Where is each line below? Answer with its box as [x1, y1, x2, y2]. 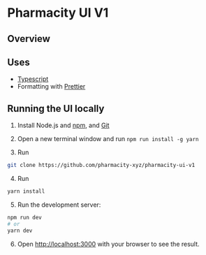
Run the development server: [17, 201, 101, 209]
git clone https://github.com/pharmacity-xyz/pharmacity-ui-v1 [7, 162, 196, 169]
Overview [7, 33, 51, 45]
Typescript [17, 75, 49, 83]
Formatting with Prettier [17, 82, 86, 91]
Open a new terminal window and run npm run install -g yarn [17, 135, 199, 143]
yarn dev [7, 227, 33, 234]
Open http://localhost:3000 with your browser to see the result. [17, 240, 200, 248]
